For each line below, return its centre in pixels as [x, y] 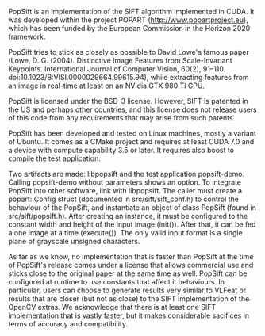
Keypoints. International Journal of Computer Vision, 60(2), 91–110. [117, 69]
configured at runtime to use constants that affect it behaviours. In [116, 282]
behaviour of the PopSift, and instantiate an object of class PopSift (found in [132, 208]
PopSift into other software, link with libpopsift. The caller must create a [125, 191]
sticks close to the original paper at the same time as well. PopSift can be [128, 273]
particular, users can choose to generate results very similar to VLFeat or [127, 290]
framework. [27, 36]
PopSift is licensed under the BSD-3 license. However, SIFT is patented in [128, 101]
